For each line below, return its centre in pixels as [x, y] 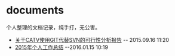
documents [35, 10]
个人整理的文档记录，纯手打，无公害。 [53, 27]
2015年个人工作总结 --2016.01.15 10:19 [62, 47]
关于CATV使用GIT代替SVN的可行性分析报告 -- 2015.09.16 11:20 [92, 39]
